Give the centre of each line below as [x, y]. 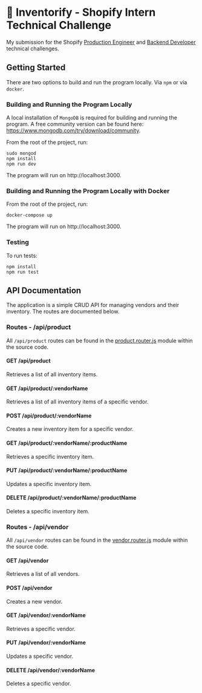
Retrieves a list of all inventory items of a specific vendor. [77, 402]
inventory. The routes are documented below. [63, 311]
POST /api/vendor [29, 588]
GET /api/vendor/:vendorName [46, 615]
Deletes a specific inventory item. [48, 511]
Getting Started [36, 68]
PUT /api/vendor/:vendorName [46, 643]
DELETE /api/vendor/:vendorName [51, 670]
